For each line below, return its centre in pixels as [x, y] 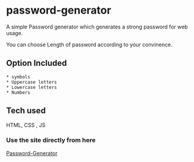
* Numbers [18, 93]
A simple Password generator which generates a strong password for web [97, 27]
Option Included [37, 63]
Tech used [26, 111]
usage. [15, 33]
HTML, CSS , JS [26, 125]
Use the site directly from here [51, 140]
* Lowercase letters [32, 87]
